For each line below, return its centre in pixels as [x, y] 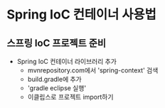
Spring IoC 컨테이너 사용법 [82, 15]
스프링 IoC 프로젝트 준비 [57, 43]
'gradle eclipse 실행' [57, 88]
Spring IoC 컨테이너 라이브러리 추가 [66, 61]
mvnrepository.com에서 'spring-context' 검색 [93, 70]
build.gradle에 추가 [55, 79]
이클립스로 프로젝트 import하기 [70, 97]
